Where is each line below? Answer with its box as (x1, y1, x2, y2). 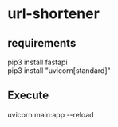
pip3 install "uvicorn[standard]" (7, 66, 111, 75)
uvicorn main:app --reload (7, 110, 94, 119)
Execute (7, 89, 49, 102)
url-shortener (7, 5, 100, 23)
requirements (7, 37, 77, 50)
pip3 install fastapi (7, 57, 69, 67)
